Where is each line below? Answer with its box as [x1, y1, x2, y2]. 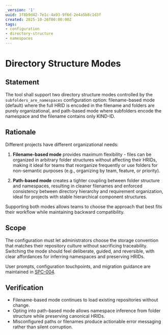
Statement [5, 78, 40, 87]
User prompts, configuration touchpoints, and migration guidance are [5, 263, 151, 269]
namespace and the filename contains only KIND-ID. [5, 113, 116, 119]
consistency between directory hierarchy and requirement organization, [12, 188, 163, 194]
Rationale [5, 128, 36, 136]
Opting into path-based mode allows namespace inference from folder [12, 308, 161, 314]
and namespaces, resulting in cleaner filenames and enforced [12, 183, 143, 189]
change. [12, 302, 30, 309]
